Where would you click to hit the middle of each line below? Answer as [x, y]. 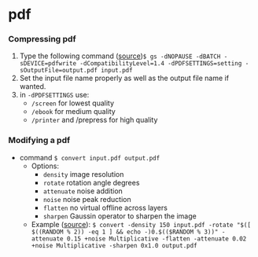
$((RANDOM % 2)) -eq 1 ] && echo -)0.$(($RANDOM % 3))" [125, 232]
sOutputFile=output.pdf [59, 71]
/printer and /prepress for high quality [94, 120]
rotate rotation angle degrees [91, 182]
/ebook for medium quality [73, 112]
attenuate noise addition [83, 191]
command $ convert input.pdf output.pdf [90, 157]
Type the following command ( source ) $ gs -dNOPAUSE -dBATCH [120, 56]
